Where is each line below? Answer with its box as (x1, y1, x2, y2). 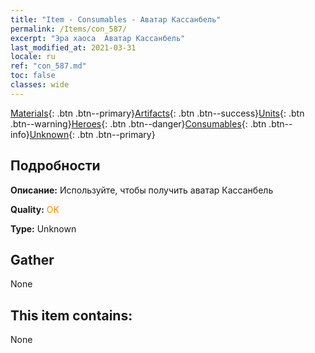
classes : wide (10, 80, 70, 90)
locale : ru (10, 52, 56, 62)
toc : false (10, 71, 56, 81)
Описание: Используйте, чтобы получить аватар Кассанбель (10, 184, 274, 196)
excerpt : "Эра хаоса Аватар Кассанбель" (10, 33, 186, 43)
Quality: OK (10, 203, 60, 215)
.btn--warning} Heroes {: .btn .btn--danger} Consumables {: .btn (10, 117, 267, 130)
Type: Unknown (10, 222, 77, 235)
